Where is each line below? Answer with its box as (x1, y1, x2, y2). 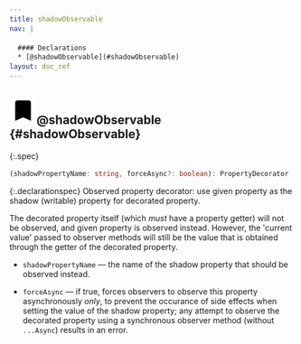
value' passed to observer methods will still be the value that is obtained (9, 231, 278, 243)
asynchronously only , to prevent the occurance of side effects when (22, 295, 277, 306)
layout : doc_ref (9, 62, 71, 71)
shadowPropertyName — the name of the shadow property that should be (22, 258, 289, 270)
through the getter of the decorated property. (9, 241, 178, 252)
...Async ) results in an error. (22, 324, 128, 335)
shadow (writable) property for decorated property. (9, 195, 201, 206)
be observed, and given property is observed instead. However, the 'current (9, 222, 293, 233)
